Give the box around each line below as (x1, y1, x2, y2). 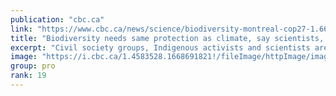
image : (10, 52, 38, 62)
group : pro (10, 61, 56, 71)
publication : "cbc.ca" (10, 14, 105, 25)
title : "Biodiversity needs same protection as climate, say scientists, (10, 33, 325, 43)
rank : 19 (10, 71, 47, 81)
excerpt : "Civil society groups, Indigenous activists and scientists (10, 42, 311, 53)
